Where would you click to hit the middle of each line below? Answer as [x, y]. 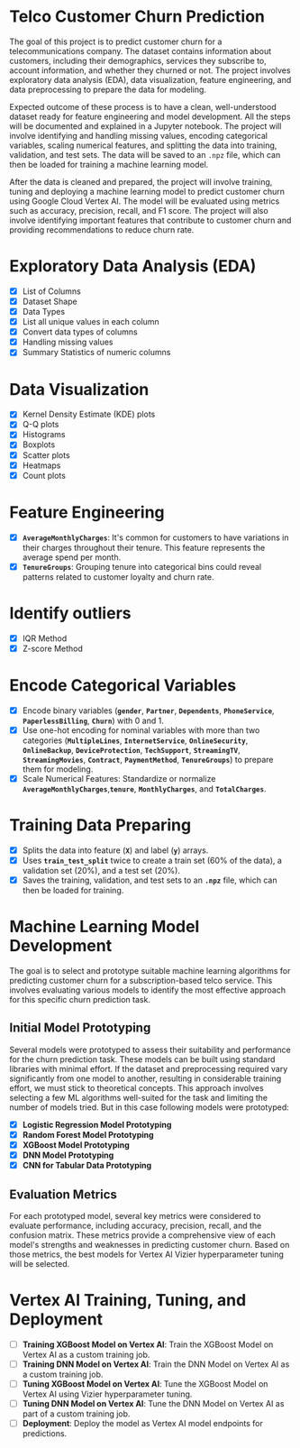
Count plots [44, 475]
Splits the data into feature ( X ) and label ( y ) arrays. [115, 850]
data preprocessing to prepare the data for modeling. [108, 89]
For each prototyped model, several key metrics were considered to [135, 1215]
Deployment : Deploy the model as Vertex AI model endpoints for [142, 1424]
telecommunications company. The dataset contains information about [141, 50]
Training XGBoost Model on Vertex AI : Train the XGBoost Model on [148, 1344]
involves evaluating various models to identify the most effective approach [148, 990]
